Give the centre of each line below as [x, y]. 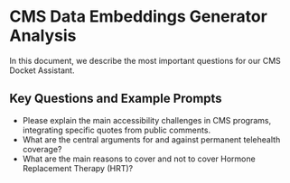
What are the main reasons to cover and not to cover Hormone [139, 159]
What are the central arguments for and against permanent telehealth [151, 139]
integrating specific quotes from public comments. [116, 130]
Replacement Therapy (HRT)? [78, 168]
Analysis [43, 36]
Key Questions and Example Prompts [116, 99]
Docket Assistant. [42, 70]
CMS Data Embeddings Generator [139, 17]
